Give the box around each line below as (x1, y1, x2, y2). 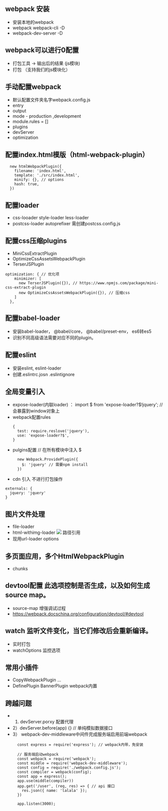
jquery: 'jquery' (10, 491, 46, 496)
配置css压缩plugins (5, 237, 67, 245)
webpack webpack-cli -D (12, 25, 65, 31)
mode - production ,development (12, 113, 81, 119)
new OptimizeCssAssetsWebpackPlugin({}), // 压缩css (18, 290, 130, 295)
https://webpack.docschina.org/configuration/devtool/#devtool (12, 610, 144, 617)
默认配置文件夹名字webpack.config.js (12, 97, 91, 103)
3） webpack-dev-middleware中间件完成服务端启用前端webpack (12, 731, 147, 738)
